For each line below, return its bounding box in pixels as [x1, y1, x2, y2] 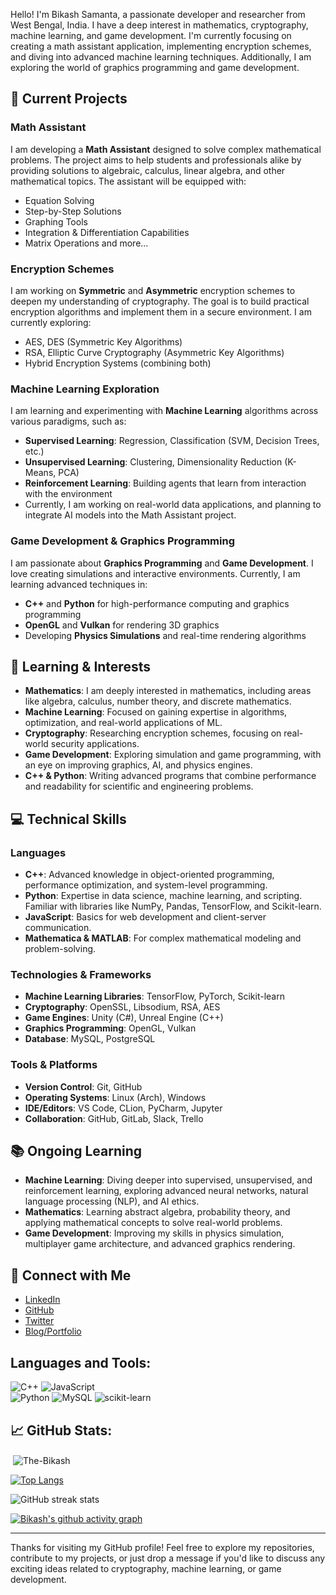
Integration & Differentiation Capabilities [24, 226, 190, 238]
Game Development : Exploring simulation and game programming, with [24, 749, 322, 761]
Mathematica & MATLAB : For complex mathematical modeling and [24, 932, 302, 944]
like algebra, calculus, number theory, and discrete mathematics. [24, 695, 292, 708]
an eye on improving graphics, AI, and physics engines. [24, 759, 253, 771]
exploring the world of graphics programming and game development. [10, 62, 300, 73]
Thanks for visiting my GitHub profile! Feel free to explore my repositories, [10, 1541, 315, 1553]
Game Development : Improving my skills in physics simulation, [24, 1227, 285, 1239]
